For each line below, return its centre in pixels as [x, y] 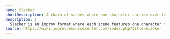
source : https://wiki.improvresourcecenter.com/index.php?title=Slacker [83, 29]
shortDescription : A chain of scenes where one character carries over [82, 15]
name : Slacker [20, 10]
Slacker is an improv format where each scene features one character [86, 24]
